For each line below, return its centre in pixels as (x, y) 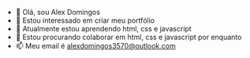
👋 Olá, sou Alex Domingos (58, 12)
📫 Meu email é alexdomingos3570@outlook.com (95, 46)
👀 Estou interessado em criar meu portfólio (85, 20)
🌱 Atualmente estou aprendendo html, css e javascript (103, 29)
